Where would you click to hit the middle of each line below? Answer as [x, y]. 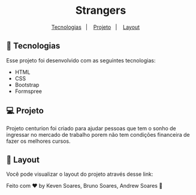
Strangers [101, 10]
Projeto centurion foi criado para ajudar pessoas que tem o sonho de [91, 128]
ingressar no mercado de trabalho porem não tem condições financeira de [98, 134]
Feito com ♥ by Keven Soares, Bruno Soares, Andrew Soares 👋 [85, 186]
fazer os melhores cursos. [38, 141]
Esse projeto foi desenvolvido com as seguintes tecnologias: [81, 60]
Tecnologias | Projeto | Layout [95, 27]
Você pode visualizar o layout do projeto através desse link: [80, 174]
